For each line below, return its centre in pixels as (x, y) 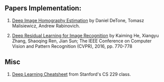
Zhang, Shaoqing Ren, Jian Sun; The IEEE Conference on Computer (82, 41)
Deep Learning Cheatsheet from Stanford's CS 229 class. (71, 74)
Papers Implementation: (43, 8)
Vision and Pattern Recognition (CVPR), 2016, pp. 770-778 (72, 46)
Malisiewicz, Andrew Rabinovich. (46, 26)
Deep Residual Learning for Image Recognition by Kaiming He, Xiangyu (85, 35)
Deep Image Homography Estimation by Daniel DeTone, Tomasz (78, 20)
